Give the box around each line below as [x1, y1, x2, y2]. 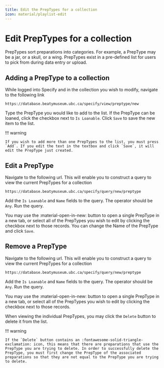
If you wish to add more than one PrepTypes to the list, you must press [5, 139, 159, 145]
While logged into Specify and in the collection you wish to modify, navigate [5, 87, 158, 93]
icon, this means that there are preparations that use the [33, 342, 159, 346]
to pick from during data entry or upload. [5, 59, 87, 65]
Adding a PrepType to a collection [5, 74, 110, 82]
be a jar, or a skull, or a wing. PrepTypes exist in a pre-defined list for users [5, 54, 156, 60]
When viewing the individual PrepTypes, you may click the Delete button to [5, 313, 156, 319]
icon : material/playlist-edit [5, 12, 67, 17]
